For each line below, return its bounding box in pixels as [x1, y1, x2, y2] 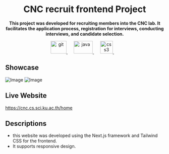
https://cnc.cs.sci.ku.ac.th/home [5, 105, 73, 111]
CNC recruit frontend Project [23, 4, 146, 15]
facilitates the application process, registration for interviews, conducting [6, 25, 164, 31]
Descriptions [5, 119, 47, 128]
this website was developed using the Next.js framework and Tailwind [12, 132, 158, 139]
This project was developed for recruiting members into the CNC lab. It [9, 20, 160, 26]
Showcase [5, 63, 39, 72]
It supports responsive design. [12, 143, 76, 149]
